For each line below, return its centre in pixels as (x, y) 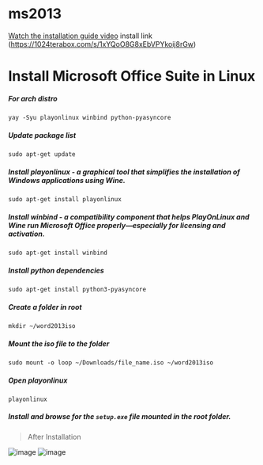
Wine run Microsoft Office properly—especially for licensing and (117, 225)
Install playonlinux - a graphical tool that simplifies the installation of (124, 172)
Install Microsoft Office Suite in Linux (132, 76)
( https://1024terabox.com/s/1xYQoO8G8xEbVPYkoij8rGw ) (102, 44)
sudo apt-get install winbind (58, 253)
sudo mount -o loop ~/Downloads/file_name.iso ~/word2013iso (111, 362)
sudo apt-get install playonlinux (65, 200)
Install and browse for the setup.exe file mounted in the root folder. (120, 417)
